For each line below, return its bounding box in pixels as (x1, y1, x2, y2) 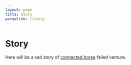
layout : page (5, 7, 32, 12)
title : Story (5, 12, 32, 17)
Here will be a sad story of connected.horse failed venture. (5, 54, 126, 60)
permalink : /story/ (5, 16, 46, 21)
